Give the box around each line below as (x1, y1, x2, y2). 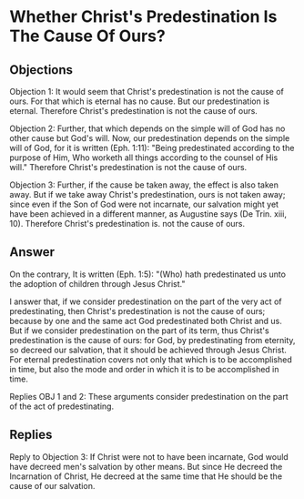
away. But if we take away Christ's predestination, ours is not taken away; (9, 189, 286, 199)
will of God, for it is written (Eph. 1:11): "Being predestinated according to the (9, 143, 295, 153)
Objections (9, 62, 74, 77)
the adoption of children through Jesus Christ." (9, 278, 186, 289)
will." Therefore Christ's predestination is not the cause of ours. (9, 162, 248, 172)
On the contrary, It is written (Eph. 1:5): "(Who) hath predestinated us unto (9, 269, 287, 280)
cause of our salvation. (9, 480, 96, 491)
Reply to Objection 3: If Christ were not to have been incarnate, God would (9, 451, 289, 462)
